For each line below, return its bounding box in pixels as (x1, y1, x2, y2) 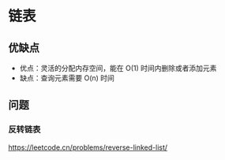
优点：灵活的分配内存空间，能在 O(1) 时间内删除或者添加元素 (19, 64, 217, 73)
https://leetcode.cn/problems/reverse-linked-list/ (8, 143, 168, 152)
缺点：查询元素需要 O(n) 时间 (19, 73, 114, 83)
